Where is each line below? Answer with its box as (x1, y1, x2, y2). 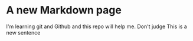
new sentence (6, 29, 41, 36)
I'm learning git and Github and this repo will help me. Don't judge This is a (6, 23, 187, 30)
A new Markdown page (6, 4, 122, 17)
